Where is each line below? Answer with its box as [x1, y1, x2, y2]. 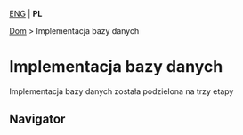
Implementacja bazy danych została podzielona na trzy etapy [9, 85, 234, 97]
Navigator [9, 112, 66, 127]
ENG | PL [9, 9, 43, 19]
